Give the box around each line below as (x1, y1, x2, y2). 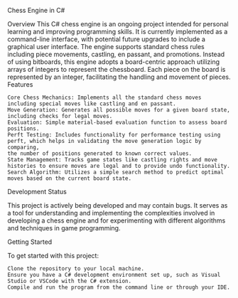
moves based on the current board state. (7, 175, 132, 182)
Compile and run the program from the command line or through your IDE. (7, 284, 231, 291)
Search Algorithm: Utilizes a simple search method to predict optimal (7, 169, 224, 176)
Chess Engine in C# (7, 6, 65, 14)
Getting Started (7, 238, 53, 246)
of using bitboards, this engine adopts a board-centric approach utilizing (7, 58, 220, 66)
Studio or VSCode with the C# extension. (7, 277, 132, 284)
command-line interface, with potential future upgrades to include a (7, 35, 206, 43)
